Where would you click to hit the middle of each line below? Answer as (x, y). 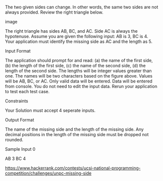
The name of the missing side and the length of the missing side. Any (74, 129)
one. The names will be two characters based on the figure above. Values (79, 76)
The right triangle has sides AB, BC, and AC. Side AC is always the (71, 31)
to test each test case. (27, 91)
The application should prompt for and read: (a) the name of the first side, (79, 60)
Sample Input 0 (20, 149)
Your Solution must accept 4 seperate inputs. (50, 110)
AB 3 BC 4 (15, 159)
